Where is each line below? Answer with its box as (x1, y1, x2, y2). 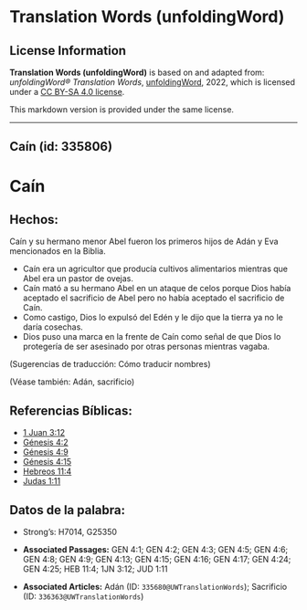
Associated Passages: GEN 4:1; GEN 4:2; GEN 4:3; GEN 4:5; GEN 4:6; (22, 544, 289, 555)
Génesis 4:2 (22, 436, 69, 448)
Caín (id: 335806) (9, 139, 112, 154)
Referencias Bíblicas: (9, 403, 132, 418)
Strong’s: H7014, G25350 (22, 527, 117, 538)
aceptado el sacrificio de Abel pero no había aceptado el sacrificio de (22, 292, 285, 303)
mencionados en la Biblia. (9, 246, 107, 257)
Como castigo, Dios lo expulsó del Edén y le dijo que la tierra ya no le (22, 312, 283, 323)
